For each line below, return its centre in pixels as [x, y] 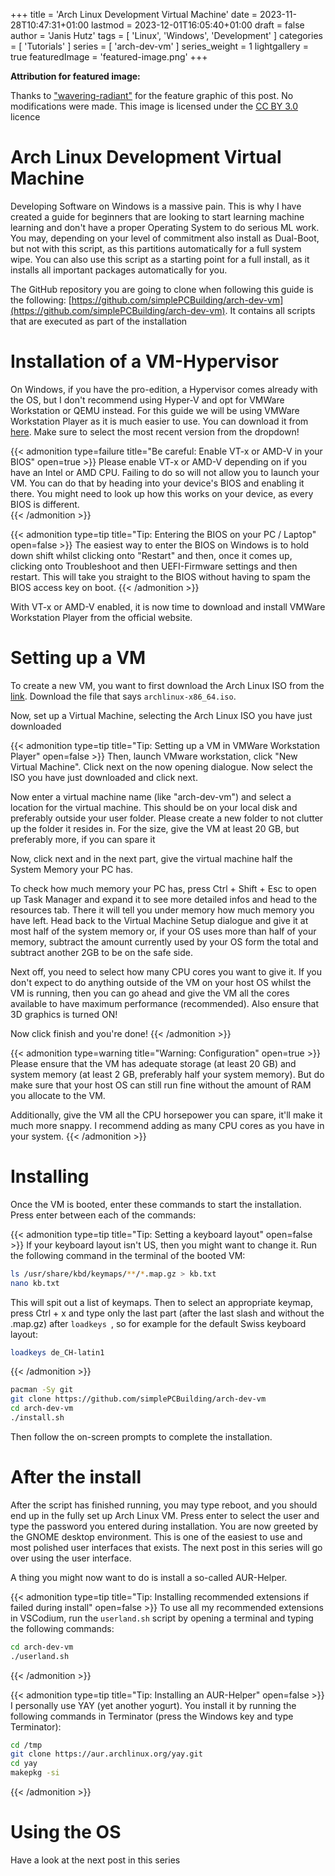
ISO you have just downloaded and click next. [104, 777]
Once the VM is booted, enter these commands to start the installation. [156, 1204]
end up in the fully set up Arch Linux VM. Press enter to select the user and [165, 1515]
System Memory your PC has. [71, 869]
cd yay [24, 1764]
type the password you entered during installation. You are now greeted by [164, 1526]
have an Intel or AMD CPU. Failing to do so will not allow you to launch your [165, 472]
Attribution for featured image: [75, 76]
